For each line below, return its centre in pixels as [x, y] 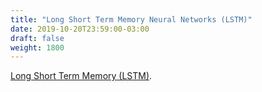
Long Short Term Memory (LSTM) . [81, 76]
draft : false [37, 38]
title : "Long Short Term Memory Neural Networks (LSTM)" [131, 19]
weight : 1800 [37, 47]
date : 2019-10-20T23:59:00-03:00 [80, 29]
